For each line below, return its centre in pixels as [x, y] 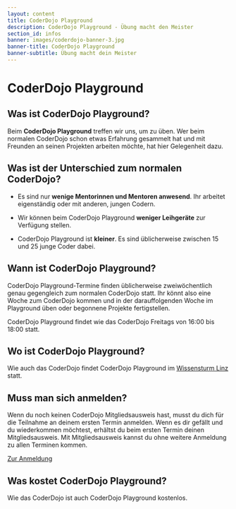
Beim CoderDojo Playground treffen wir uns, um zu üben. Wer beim [106, 131]
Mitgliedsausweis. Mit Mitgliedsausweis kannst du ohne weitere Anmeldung [117, 438]
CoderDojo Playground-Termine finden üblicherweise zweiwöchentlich [110, 285]
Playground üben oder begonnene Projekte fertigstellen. [89, 308]
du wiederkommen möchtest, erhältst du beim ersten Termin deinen [106, 430]
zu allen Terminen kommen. [48, 445]
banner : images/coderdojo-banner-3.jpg [66, 40]
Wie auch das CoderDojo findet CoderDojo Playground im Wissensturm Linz [118, 369]
